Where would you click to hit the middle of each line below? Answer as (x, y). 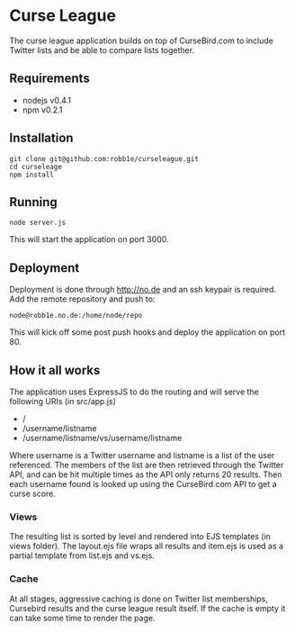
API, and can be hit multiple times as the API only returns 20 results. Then (146, 474)
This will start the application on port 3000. (89, 239)
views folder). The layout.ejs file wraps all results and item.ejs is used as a (147, 546)
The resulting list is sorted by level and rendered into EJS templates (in (140, 537)
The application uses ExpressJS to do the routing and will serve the (134, 392)
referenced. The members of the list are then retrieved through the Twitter (147, 465)
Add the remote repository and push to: (82, 299)
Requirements (49, 79)
